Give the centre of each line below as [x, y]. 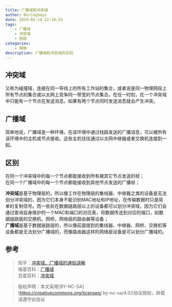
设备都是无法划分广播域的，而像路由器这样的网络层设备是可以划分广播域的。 [86, 232]
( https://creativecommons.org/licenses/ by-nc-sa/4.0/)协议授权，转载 [91, 293]
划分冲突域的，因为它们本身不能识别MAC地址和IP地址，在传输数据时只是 [82, 199]
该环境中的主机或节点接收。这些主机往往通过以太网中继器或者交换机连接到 [84, 138]
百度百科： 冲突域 [36, 275]
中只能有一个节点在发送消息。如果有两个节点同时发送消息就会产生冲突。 [81, 101]
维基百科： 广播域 [36, 269]
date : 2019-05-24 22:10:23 [34, 19]
